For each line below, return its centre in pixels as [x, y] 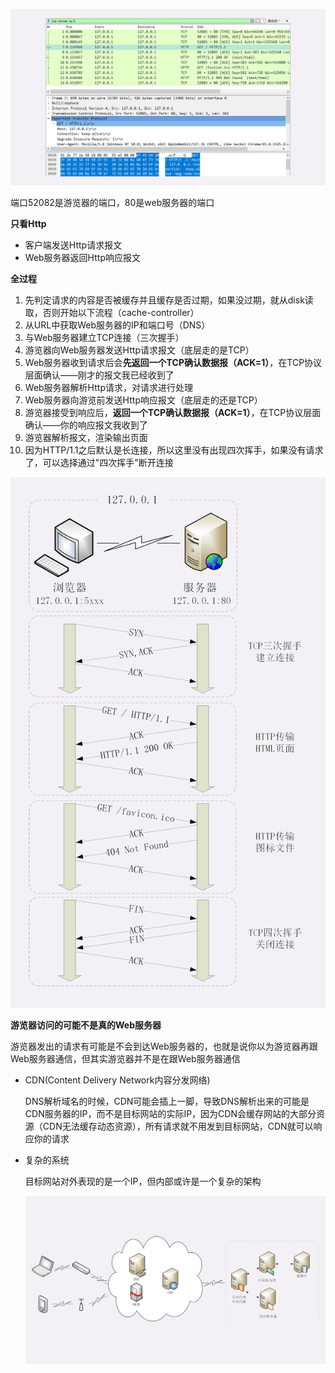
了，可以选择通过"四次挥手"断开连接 [99, 463]
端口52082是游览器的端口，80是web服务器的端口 [112, 203]
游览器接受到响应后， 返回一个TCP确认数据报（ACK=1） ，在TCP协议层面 [173, 413]
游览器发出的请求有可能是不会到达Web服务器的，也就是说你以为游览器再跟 [164, 1046]
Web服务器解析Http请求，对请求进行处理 [108, 388]
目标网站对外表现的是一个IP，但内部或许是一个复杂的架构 [143, 1181]
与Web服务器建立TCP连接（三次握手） [104, 338]
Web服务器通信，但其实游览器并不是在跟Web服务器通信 [125, 1058]
